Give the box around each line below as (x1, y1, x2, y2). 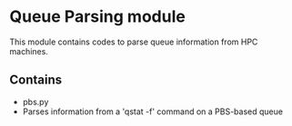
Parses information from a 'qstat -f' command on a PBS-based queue (22, 106, 284, 117)
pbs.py (22, 96, 49, 107)
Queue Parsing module (9, 6, 186, 27)
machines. (9, 45, 48, 56)
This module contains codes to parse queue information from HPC (9, 36, 258, 47)
